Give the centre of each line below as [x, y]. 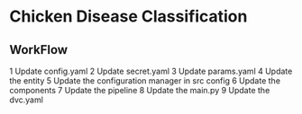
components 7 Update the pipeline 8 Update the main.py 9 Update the [140, 90]
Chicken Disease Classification [128, 17]
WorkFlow [39, 50]
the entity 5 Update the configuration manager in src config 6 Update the [145, 81]
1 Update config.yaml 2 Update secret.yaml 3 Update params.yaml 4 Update [151, 71]
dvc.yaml [26, 100]
